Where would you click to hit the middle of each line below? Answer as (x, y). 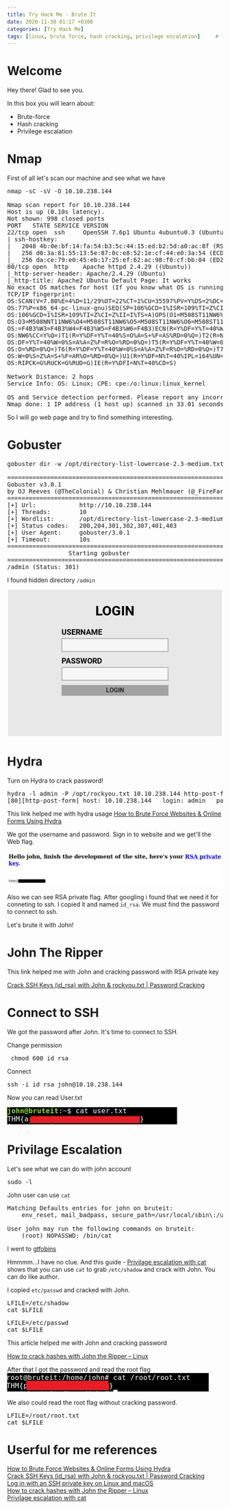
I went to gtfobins (32, 1249)
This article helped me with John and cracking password (87, 1343)
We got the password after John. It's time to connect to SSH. (93, 1031)
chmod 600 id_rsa (40, 1058)
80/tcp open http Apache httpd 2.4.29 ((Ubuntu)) (99, 267)
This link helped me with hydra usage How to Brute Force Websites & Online (114, 814)
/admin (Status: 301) (43, 567)
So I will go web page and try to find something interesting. (90, 417)
